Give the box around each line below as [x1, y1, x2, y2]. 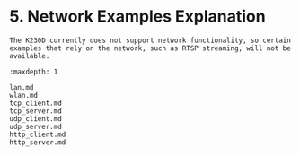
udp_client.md [9, 114, 63, 123]
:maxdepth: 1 [9, 67, 58, 76]
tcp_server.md [9, 106, 63, 116]
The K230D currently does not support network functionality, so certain [9, 36, 292, 45]
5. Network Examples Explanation [9, 6, 267, 27]
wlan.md [9, 91, 39, 100]
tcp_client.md [9, 99, 63, 108]
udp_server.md [9, 122, 63, 131]
